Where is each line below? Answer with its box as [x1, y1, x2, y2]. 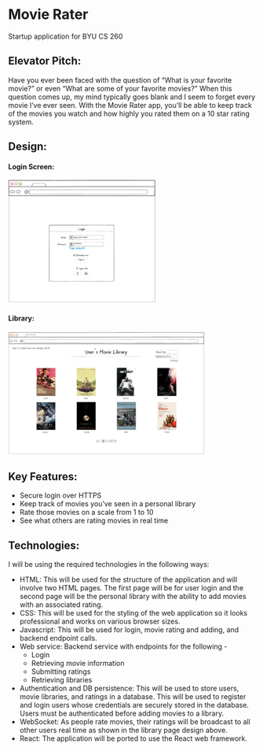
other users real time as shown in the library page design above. [19, 726, 228, 735]
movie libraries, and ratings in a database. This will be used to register [19, 692, 247, 701]
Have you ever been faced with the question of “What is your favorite [8, 75, 232, 84]
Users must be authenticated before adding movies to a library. [19, 708, 225, 718]
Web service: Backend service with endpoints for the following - [19, 642, 228, 651]
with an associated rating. [19, 600, 104, 609]
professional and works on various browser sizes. [19, 616, 181, 627]
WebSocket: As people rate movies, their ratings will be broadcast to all [19, 717, 251, 727]
